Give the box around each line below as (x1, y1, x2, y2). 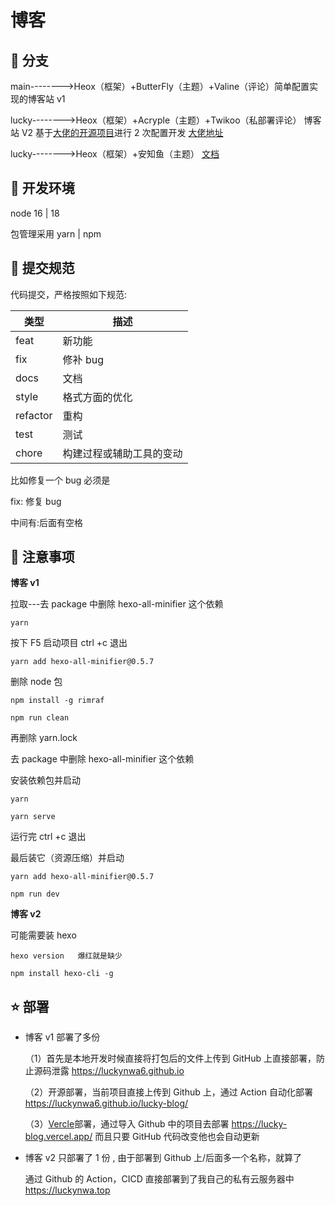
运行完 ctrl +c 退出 (10, 831, 87, 843)
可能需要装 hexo (10, 929, 77, 941)
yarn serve (10, 812, 56, 822)
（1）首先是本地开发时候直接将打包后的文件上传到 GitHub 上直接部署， (24, 1052, 317, 1065)
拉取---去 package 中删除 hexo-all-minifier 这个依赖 (10, 598, 224, 610)
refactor (15, 408, 53, 422)
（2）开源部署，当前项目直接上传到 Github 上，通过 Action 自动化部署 (24, 1086, 313, 1098)
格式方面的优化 (62, 390, 133, 404)
